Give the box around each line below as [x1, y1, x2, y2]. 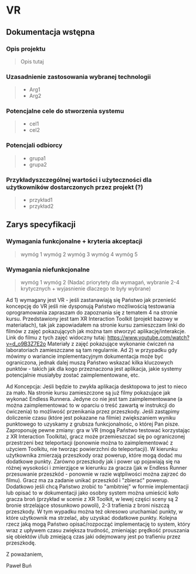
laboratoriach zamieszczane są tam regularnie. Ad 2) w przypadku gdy [6, 347, 178, 354]
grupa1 [29, 154, 46, 162]
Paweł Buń [6, 562, 32, 569]
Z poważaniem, [6, 551, 43, 558]
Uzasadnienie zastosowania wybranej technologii [6, 72, 151, 81]
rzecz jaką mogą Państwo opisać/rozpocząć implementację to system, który [6, 520, 191, 527]
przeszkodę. [6, 539, 36, 546]
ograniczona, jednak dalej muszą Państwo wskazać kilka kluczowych [6, 359, 174, 366]
